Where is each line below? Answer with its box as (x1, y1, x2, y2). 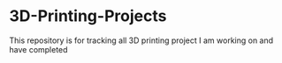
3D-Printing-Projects (9, 6, 167, 26)
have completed (9, 44, 68, 54)
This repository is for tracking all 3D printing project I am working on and (9, 35, 274, 45)
